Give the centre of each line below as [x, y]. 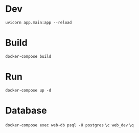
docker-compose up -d [28, 90]
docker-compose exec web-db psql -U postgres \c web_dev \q [69, 125]
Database [26, 110]
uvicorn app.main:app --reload [39, 23]
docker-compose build [28, 56]
